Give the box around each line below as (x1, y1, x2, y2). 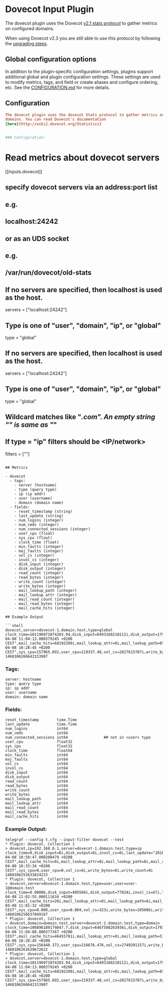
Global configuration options (5, 55, 96, 64)
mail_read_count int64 (5, 805, 68, 810)
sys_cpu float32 (5, 744, 72, 749)
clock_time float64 (5, 748, 72, 754)
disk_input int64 (5, 770, 68, 775)
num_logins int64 (5, 726, 68, 731)
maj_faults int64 (5, 757, 68, 762)
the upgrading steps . (5, 40, 48, 46)
